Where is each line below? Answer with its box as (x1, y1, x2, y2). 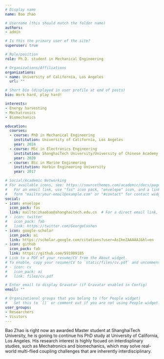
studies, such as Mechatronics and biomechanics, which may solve (5, 343, 141, 349)
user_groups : (5, 305, 32, 310)
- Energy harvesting (5, 106, 47, 111)
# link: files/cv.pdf (5, 274, 54, 279)
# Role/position (5, 52, 38, 57)
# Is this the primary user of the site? (5, 39, 91, 44)
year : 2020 (14, 155, 36, 161)
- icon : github (5, 242, 36, 247)
